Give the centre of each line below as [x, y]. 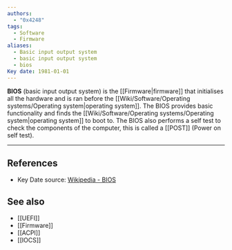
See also [26, 201]
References [32, 163]
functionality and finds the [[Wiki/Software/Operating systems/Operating [110, 113]
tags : [15, 26]
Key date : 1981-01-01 [38, 71]
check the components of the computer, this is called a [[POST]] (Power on [114, 128]
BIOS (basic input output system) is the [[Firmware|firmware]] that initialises [115, 91]
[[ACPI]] [29, 233]
